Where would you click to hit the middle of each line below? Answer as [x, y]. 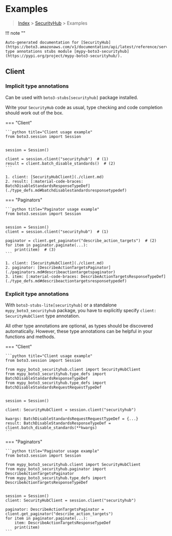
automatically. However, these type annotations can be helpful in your [79, 331]
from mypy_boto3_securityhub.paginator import [56, 469]
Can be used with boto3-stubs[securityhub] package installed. [72, 97]
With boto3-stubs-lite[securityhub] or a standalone [61, 305]
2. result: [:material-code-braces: [44, 181]
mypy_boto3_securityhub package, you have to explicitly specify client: [81, 310]
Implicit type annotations [37, 86]
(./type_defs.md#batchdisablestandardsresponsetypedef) [66, 190]
